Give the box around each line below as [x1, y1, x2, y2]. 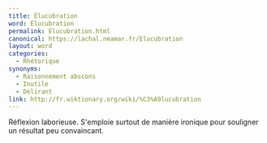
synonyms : [8, 65, 42, 73]
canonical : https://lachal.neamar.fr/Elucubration [8, 34, 183, 43]
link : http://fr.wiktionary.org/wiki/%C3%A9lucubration [8, 95, 201, 103]
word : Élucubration [8, 19, 75, 28]
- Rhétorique [15, 58, 60, 66]
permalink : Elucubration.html [8, 27, 111, 35]
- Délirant [15, 87, 53, 96]
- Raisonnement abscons [15, 72, 96, 80]
